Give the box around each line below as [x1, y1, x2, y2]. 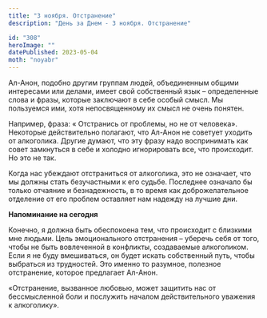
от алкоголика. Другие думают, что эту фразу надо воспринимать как [8, 136, 249, 145]
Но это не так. [8, 153, 57, 163]
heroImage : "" [8, 41, 56, 49]
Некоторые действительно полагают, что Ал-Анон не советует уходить [8, 127, 253, 137]
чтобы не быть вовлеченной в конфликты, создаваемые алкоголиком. [8, 242, 249, 252]
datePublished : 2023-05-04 [8, 49, 98, 57]
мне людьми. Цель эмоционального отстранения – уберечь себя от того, [8, 234, 260, 243]
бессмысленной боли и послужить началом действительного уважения [8, 292, 256, 301]
